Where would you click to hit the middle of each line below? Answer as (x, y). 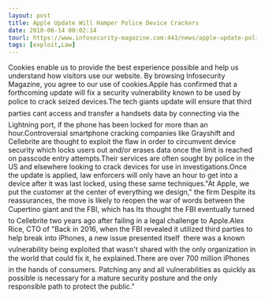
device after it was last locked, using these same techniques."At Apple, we (129, 184)
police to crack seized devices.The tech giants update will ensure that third (130, 102)
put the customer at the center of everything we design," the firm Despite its (132, 192)
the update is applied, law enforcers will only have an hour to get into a (123, 176)
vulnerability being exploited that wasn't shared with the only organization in (132, 249)
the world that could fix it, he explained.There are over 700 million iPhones (129, 259)
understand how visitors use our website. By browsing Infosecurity (117, 76)
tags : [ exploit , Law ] (42, 45)
